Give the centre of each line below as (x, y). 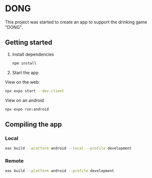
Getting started (29, 43)
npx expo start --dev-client (35, 91)
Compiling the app (34, 124)
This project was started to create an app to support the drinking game (76, 22)
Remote (14, 160)
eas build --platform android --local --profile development (68, 148)
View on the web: (22, 82)
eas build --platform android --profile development (60, 171)
